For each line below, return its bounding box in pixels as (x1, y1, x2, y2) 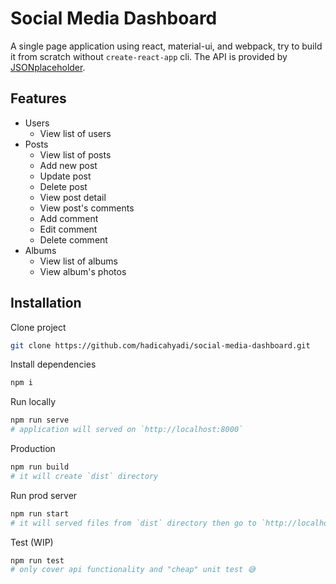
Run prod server (10, 489, 78, 501)
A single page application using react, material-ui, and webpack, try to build (10, 40, 323, 52)
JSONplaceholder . (10, 61, 86, 73)
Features (10, 90, 67, 107)
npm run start (10, 508, 70, 519)
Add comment (39, 212, 99, 224)
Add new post (39, 159, 98, 171)
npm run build (10, 462, 70, 472)
